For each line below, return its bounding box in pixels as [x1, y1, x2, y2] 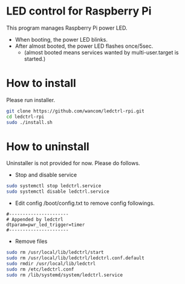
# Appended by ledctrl [6, 216, 63, 223]
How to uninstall [6, 140, 89, 153]
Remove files [15, 237, 48, 245]
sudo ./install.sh [6, 119, 53, 125]
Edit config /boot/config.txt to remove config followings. [15, 199, 155, 207]
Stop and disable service [15, 171, 77, 179]
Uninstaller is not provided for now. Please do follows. [6, 160, 140, 167]
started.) [24, 55, 46, 62]
